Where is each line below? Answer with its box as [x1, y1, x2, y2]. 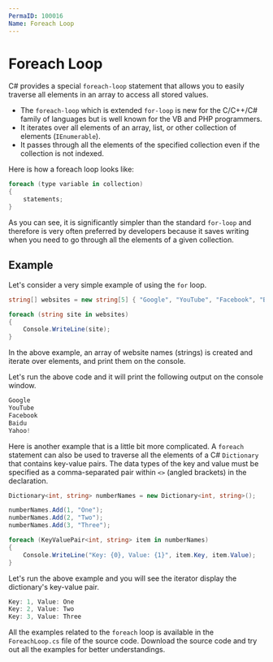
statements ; [23, 196, 63, 204]
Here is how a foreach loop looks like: [8, 164, 134, 175]
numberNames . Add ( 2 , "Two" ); [8, 513, 104, 522]
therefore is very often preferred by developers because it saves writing [8, 226, 249, 236]
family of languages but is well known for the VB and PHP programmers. [19, 115, 262, 124]
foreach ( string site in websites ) [8, 310, 129, 318]
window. [8, 381, 37, 391]
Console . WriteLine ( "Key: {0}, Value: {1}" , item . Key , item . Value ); [23, 551, 256, 559]
